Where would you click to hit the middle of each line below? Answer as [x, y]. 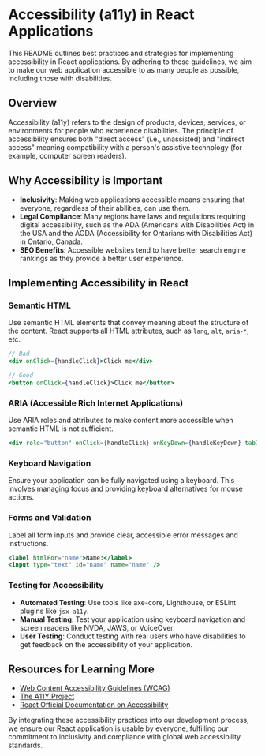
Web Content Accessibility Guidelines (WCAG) [95, 688]
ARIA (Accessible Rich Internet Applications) [96, 402]
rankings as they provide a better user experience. [101, 258]
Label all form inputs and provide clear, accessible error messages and [123, 535]
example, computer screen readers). [67, 155]
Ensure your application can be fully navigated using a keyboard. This [121, 481]
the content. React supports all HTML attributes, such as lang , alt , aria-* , [129, 331]
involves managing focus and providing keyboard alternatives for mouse [125, 489]
